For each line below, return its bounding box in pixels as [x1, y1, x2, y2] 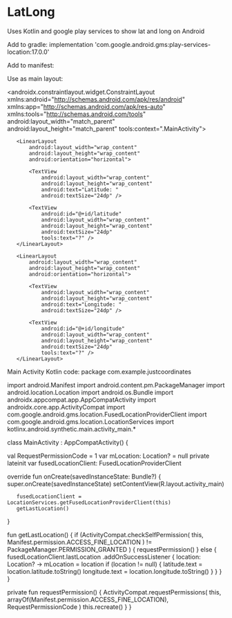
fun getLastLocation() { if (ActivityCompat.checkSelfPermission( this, [7, 530, 204, 539]
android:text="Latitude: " [41, 186, 119, 193]
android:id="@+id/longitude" [41, 325, 126, 332]
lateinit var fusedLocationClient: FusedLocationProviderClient [7, 458, 182, 467]
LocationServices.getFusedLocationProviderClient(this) [7, 499, 171, 506]
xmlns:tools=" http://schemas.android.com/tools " [7, 110, 146, 118]
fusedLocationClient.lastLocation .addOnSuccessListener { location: [7, 552, 202, 561]
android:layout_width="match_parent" [7, 117, 115, 125]
